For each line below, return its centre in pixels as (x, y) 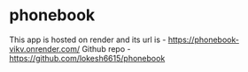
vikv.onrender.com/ (45, 48)
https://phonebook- (203, 40)
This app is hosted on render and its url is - (88, 40)
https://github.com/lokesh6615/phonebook (87, 58)
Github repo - (106, 48)
